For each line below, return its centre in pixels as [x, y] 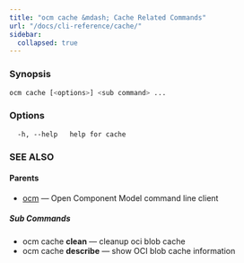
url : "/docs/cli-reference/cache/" [76, 26]
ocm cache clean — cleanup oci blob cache [104, 241]
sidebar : [26, 34]
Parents [24, 178]
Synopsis [30, 75]
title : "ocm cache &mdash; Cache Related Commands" [108, 18]
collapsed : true [48, 43]
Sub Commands [40, 219]
